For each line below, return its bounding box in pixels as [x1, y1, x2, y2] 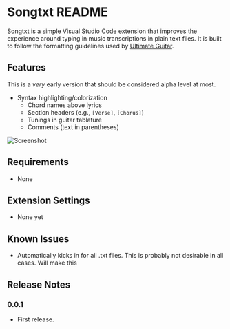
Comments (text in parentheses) [27, 122, 119, 131]
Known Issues [7, 233, 70, 245]
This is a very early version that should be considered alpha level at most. [7, 80, 216, 88]
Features [7, 62, 46, 73]
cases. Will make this [17, 258, 77, 267]
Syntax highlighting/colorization [17, 93, 108, 102]
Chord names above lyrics [27, 101, 102, 109]
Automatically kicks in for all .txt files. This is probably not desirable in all [17, 252, 224, 260]
